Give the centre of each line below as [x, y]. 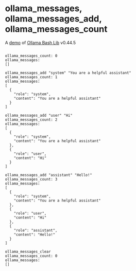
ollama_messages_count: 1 [31, 77]
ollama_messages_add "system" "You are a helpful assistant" [68, 73]
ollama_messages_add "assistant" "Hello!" [49, 175]
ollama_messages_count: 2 [31, 120]
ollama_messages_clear [28, 252]
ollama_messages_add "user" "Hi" [39, 115]
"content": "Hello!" [34, 235]
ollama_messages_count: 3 [31, 179]
